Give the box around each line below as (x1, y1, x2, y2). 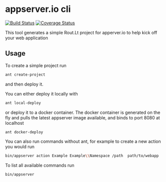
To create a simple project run (5, 62, 67, 68)
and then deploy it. (5, 81, 44, 87)
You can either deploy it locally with (5, 91, 78, 96)
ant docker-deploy (5, 129, 43, 135)
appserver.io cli (5, 3, 71, 15)
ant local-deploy (5, 100, 41, 105)
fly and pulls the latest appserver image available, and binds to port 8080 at (5, 114, 160, 120)
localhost (5, 120, 24, 126)
